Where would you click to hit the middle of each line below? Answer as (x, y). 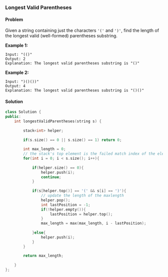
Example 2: (17, 73)
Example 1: (17, 45)
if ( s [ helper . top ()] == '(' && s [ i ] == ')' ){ (79, 191)
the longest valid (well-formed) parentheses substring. (61, 36)
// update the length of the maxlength (82, 196)
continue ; (51, 177)
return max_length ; (43, 256)
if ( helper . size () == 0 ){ (58, 168)
